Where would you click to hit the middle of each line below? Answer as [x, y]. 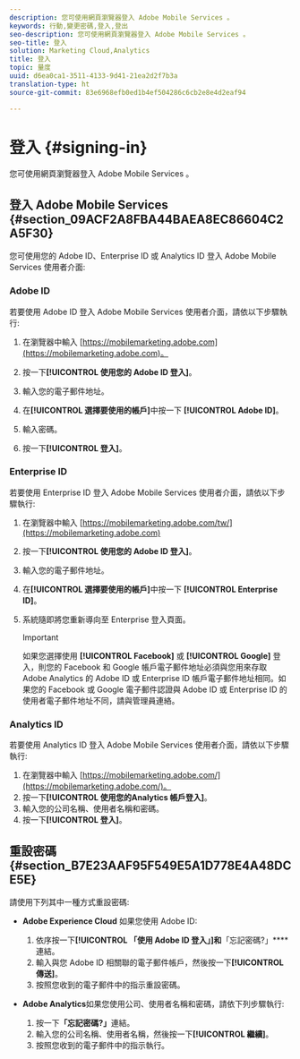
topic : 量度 [30, 68]
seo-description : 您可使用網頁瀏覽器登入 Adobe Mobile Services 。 [130, 34]
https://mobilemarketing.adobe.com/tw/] [157, 522]
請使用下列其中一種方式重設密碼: [69, 901]
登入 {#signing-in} [78, 147]
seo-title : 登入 [38, 43]
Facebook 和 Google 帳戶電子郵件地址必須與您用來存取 [165, 667]
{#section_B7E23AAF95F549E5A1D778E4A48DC [150, 865]
